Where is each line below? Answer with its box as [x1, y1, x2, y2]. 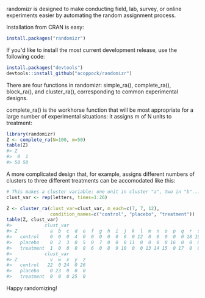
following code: [6, 53, 45, 60]
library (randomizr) [6, 131, 56, 137]
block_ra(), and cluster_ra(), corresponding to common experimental [6, 88, 179, 95]
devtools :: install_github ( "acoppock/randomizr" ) [6, 70, 132, 76]
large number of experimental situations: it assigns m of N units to [6, 112, 172, 120]
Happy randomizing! [6, 285, 57, 292]
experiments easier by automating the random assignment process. [6, 12, 176, 19]
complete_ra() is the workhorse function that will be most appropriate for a [6, 106, 194, 114]
